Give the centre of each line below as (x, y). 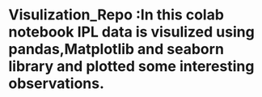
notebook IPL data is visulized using (131, 32)
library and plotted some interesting (131, 67)
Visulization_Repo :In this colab (116, 15)
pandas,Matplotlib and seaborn (116, 49)
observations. (57, 84)
